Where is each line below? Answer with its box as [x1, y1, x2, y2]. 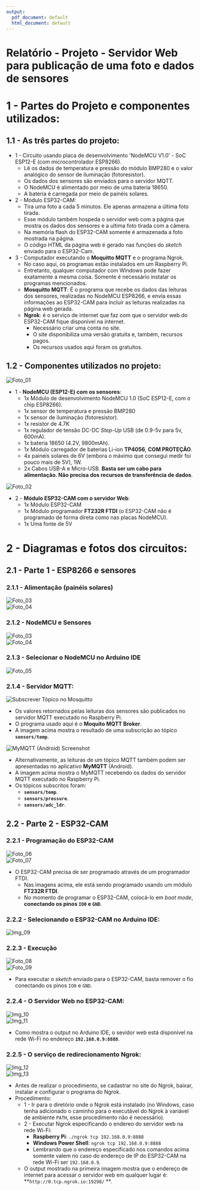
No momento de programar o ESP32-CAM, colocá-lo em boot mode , [23, 894, 193, 901]
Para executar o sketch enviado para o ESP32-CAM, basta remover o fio [14, 976, 193, 983]
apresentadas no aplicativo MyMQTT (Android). [14, 763, 134, 770]
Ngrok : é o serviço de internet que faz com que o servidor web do [23, 311, 188, 319]
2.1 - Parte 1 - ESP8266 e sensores [6, 565, 137, 575]
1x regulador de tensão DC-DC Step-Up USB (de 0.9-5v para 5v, [23, 426, 183, 434]
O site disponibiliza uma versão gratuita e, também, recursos [32, 330, 183, 337]
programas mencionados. [23, 279, 87, 286]
